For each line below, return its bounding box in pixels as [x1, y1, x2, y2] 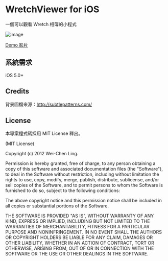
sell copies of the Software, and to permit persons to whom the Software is [5, 182, 163, 188]
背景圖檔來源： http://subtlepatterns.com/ [5, 101, 92, 107]
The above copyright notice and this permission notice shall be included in [5, 198, 162, 204]
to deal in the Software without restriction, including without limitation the [5, 171, 159, 177]
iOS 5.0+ [5, 72, 24, 78]
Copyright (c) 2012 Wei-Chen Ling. [5, 151, 79, 157]
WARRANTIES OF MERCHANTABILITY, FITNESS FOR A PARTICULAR [5, 224, 150, 230]
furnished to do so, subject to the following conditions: [5, 187, 120, 194]
